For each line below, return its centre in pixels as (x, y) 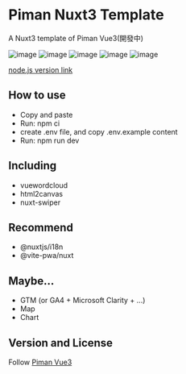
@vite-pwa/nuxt (47, 256)
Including (33, 166)
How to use (37, 96)
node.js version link (41, 69)
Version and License (61, 343)
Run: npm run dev (50, 140)
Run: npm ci (40, 123)
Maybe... (31, 281)
